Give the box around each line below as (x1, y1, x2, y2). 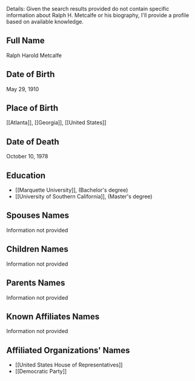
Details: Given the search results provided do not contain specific (6, 5, 170, 12)
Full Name (6, 36, 45, 46)
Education (6, 170, 46, 181)
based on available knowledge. (6, 18, 84, 25)
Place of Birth (6, 103, 59, 113)
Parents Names (6, 278, 65, 288)
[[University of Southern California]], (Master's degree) (15, 193, 153, 200)
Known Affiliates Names (6, 311, 100, 322)
